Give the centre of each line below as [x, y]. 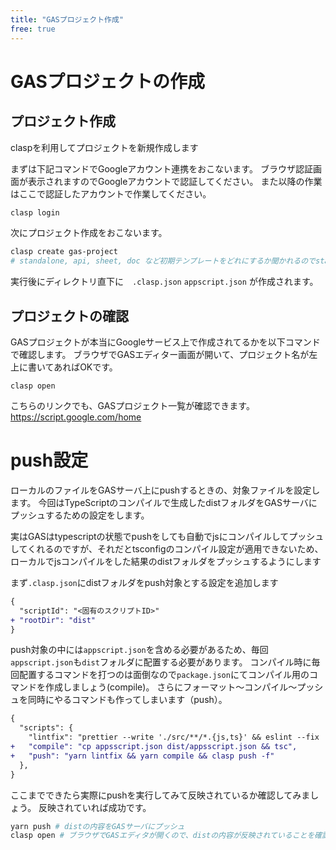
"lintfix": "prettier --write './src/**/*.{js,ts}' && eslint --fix [174, 737]
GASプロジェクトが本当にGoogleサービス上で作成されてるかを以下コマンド [165, 342]
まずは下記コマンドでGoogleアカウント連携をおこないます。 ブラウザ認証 [161, 168]
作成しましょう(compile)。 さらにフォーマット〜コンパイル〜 [171, 687]
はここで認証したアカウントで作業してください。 [111, 193]
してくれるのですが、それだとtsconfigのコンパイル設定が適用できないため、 [167, 548]
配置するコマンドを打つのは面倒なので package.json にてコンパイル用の [164, 675]
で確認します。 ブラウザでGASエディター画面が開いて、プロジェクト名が [160, 354]
